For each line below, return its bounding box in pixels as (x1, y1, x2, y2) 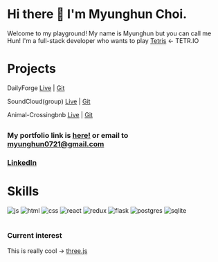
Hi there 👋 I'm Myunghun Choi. (7, 6, 188, 22)
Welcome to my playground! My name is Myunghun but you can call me (7, 29, 212, 37)
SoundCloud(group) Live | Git (7, 97, 91, 105)
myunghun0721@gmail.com (7, 139, 105, 149)
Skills (7, 184, 39, 200)
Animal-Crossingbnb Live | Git (7, 110, 93, 119)
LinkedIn (7, 158, 37, 168)
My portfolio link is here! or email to (7, 131, 129, 141)
